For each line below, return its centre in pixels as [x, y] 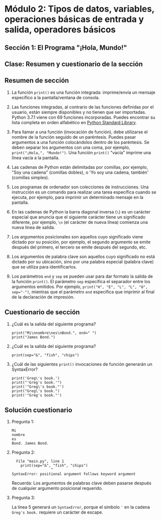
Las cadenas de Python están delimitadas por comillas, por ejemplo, [80, 167]
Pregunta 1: [23, 422]
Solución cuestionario [38, 410]
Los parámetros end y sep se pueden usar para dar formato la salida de [82, 276]
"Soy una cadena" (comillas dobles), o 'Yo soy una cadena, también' [80, 172]
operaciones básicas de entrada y [74, 19]
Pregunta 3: [23, 498]
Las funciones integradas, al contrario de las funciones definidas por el [82, 107]
